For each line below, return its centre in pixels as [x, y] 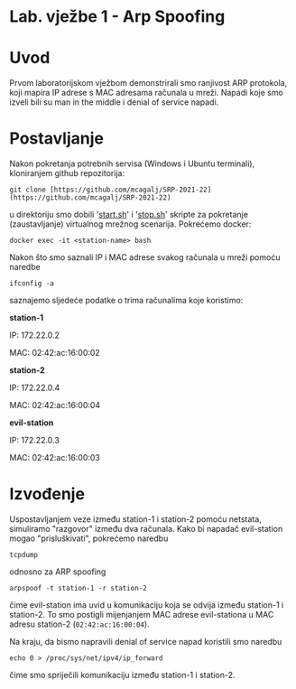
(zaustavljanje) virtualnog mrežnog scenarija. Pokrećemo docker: [130, 224]
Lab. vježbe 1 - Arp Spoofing [117, 17]
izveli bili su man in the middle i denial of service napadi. [114, 102]
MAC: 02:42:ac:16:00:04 [55, 405]
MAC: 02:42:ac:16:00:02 [55, 353]
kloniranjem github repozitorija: [67, 173]
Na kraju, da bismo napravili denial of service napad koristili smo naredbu [146, 642]
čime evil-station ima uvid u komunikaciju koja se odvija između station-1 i [147, 605]
